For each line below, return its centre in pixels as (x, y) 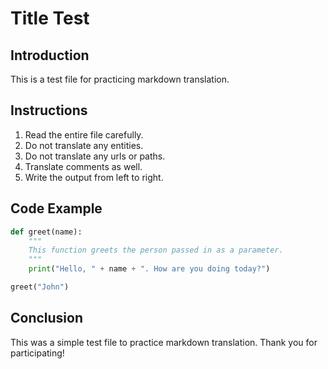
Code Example (56, 208)
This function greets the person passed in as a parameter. (156, 250)
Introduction (50, 55)
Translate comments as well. (83, 166)
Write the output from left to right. (94, 177)
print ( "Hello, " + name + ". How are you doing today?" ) (149, 269)
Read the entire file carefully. (84, 134)
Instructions (49, 110)
